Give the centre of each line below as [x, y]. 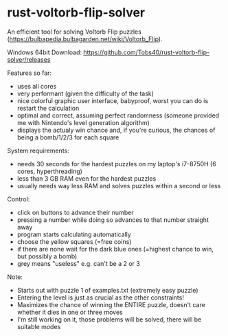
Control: [19, 199]
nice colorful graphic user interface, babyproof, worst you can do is [113, 100]
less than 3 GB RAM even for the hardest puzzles [87, 178]
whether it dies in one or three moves [70, 312]
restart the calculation [48, 108]
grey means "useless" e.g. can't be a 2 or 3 [79, 263]
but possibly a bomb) [47, 256]
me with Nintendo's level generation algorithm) [83, 122]
